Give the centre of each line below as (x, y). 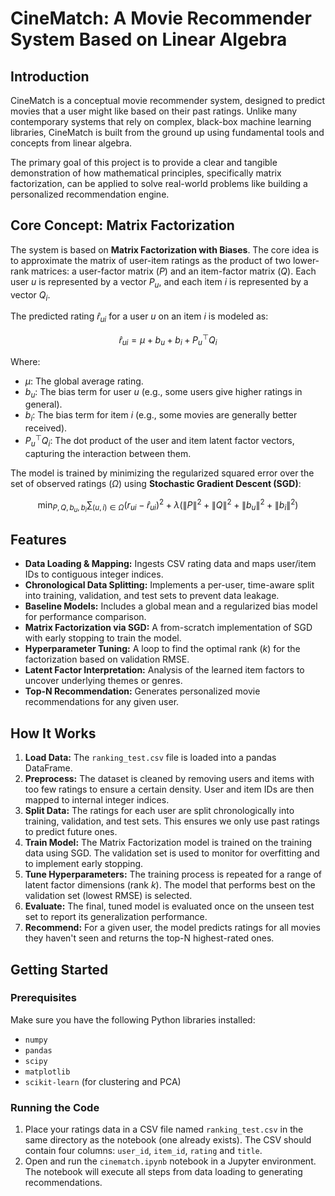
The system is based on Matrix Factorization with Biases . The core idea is (165, 249)
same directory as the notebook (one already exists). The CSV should (168, 1140)
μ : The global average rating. (84, 381)
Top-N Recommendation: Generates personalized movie (142, 691)
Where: (25, 361)
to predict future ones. (71, 832)
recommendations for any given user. (102, 702)
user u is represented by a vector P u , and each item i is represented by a (159, 282)
